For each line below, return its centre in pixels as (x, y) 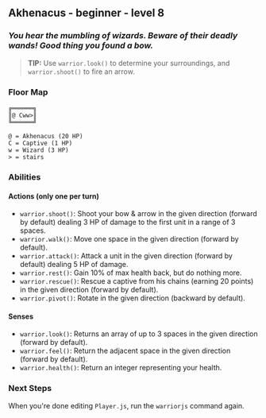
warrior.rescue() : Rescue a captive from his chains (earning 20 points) (137, 281)
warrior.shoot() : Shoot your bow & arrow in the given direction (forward (139, 214)
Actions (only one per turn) (54, 196)
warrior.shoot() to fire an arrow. (81, 72)
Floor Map (28, 92)
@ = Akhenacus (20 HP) (46, 136)
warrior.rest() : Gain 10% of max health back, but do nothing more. (131, 273)
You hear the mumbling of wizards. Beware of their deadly (123, 36)
